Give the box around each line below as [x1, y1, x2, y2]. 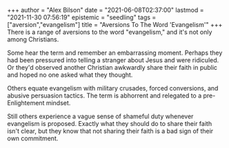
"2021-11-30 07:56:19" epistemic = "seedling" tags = [7, 13, 157, 21]
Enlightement [7, 99, 45, 107]
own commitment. [7, 134, 59, 142]
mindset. [46, 99, 71, 107]
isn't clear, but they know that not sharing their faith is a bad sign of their [7, 127, 214, 135]
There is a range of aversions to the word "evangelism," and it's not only [7, 28, 212, 36]
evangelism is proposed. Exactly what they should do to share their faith [7, 120, 212, 127]
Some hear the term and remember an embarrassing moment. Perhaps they [7, 48, 223, 57]
